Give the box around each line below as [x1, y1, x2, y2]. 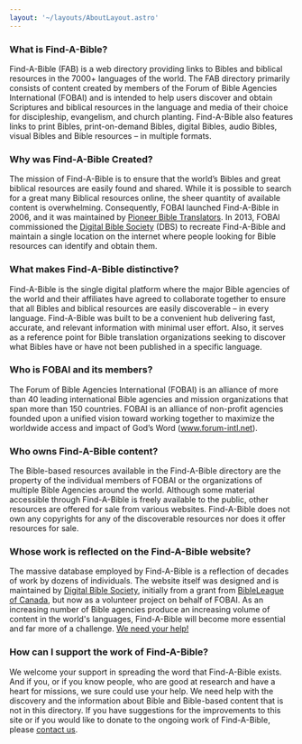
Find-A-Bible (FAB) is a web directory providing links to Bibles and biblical [9, 63, 283, 74]
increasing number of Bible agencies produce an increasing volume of [9, 604, 270, 615]
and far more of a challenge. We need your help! [9, 623, 189, 634]
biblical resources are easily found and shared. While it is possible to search [9, 183, 292, 194]
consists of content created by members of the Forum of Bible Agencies [9, 82, 278, 93]
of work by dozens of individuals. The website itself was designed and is [9, 575, 279, 586]
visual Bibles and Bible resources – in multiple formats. [9, 130, 212, 141]
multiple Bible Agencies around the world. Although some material [9, 484, 255, 496]
